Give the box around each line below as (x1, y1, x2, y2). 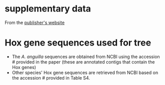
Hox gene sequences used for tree (5, 37, 151, 48)
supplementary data (5, 3, 91, 14)
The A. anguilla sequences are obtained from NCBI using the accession (12, 53, 160, 59)
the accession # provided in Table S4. (12, 74, 90, 80)
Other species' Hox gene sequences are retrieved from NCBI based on (12, 69, 158, 75)
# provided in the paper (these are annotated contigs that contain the (12, 58, 155, 65)
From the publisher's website (5, 19, 65, 25)
